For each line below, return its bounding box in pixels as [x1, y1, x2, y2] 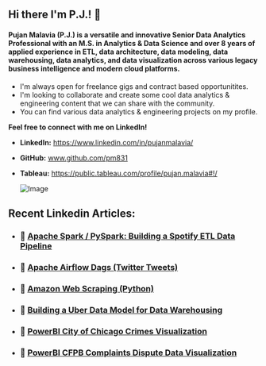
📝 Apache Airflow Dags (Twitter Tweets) [19, 261, 179, 272]
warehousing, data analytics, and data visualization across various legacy [8, 55, 258, 64]
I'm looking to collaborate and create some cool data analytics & [19, 90, 230, 99]
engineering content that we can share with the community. [19, 98, 215, 108]
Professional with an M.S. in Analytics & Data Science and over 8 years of [8, 38, 256, 48]
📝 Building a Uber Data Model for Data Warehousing [19, 304, 223, 315]
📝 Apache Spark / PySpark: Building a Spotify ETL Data [19, 230, 236, 241]
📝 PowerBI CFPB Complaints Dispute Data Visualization [19, 347, 237, 358]
